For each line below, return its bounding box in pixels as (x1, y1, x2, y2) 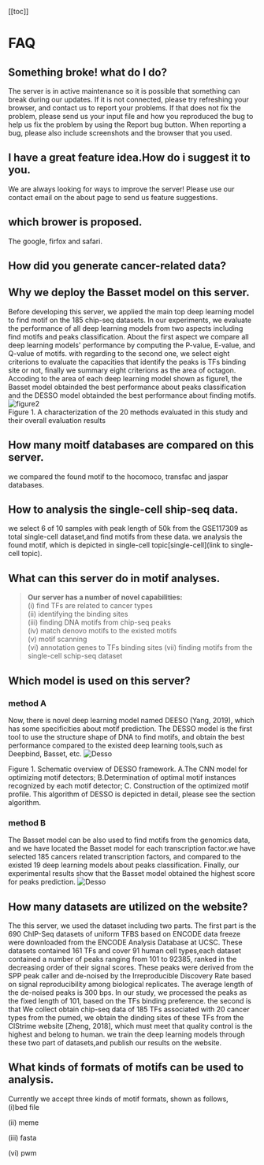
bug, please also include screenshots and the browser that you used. (8, 128, 232, 137)
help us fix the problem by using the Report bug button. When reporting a (8, 120, 247, 129)
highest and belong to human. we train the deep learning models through (8, 1030, 246, 1039)
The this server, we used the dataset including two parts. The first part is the (8, 921, 257, 930)
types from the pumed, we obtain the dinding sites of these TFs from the (8, 1013, 244, 1022)
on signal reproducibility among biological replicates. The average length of (8, 980, 254, 989)
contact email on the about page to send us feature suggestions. (8, 192, 218, 202)
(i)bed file (8, 1102, 39, 1111)
